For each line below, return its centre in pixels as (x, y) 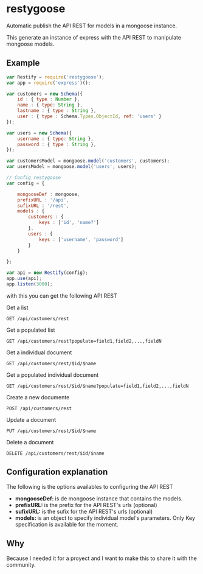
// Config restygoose (34, 178)
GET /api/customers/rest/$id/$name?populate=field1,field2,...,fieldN (98, 386)
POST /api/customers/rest (39, 408)
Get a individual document (39, 352)
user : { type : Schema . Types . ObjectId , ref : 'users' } (90, 116)
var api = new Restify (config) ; (47, 273)
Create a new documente (38, 397)
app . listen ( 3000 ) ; (29, 284)
